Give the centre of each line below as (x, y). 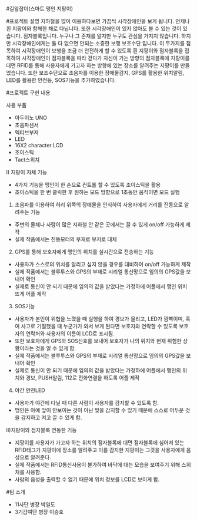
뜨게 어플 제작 (30, 294)
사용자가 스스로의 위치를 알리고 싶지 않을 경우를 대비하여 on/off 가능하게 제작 (103, 264)
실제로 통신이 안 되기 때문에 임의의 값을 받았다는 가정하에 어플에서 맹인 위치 (101, 286)
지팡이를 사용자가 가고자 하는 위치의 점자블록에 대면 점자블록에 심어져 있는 (99, 443)
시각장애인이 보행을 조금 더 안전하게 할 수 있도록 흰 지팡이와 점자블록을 (102, 51)
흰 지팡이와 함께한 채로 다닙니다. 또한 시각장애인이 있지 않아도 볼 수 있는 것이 (94, 29)
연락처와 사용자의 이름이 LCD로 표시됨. (70, 334)
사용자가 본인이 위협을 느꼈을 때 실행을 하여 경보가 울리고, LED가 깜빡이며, (99, 319)
